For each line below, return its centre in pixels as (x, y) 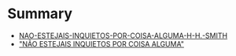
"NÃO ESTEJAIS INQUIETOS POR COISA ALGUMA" (101, 43)
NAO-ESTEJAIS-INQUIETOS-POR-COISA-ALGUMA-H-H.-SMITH (123, 35)
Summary (40, 14)
